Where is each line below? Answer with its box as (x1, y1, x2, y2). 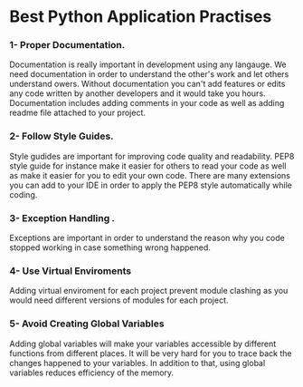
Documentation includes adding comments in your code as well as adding (9, 98, 285, 109)
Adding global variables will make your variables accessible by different (9, 338, 277, 349)
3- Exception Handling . (9, 211, 116, 224)
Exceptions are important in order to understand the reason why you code (9, 233, 285, 244)
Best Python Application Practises (9, 6, 272, 27)
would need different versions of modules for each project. (9, 295, 229, 305)
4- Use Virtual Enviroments (9, 265, 132, 277)
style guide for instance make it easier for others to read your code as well (9, 160, 287, 171)
